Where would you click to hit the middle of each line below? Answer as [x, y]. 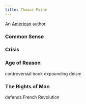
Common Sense [25, 36]
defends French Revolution [32, 97]
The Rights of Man [28, 86]
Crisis [12, 50]
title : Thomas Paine [26, 10]
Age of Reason [23, 63]
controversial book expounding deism [43, 73]
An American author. [26, 24]
